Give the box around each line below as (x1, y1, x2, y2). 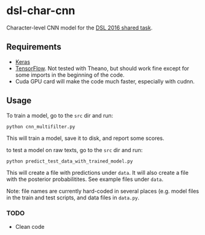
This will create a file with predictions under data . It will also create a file (6, 169, 189, 176)
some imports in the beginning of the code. (15, 71, 125, 79)
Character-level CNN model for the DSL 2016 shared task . (6, 24, 153, 31)
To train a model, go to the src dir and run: (6, 112, 114, 119)
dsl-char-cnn (6, 4, 75, 18)
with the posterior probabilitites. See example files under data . (6, 175, 164, 183)
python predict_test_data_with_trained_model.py (6, 158, 133, 164)
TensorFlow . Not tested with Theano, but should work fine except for (15, 64, 190, 72)
